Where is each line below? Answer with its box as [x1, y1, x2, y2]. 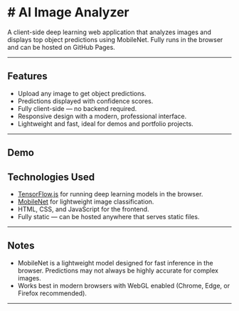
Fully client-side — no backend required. [17, 104, 137, 112]
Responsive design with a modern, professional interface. [17, 112, 187, 120]
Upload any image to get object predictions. [17, 89, 147, 97]
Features [7, 70, 48, 83]
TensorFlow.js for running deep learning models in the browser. [17, 189, 203, 198]
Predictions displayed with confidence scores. [17, 97, 154, 105]
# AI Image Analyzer [7, 4, 129, 21]
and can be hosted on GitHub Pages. [7, 43, 115, 51]
